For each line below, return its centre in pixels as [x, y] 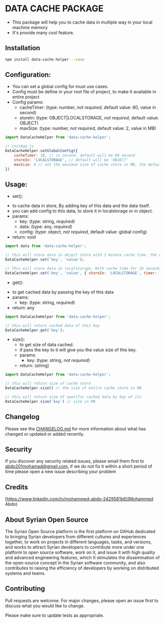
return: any [23, 307]
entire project [26, 97]
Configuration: [28, 75]
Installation [23, 48]
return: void [24, 237]
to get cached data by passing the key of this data [63, 292]
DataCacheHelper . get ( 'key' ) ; [35, 330]
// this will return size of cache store [48, 384]
